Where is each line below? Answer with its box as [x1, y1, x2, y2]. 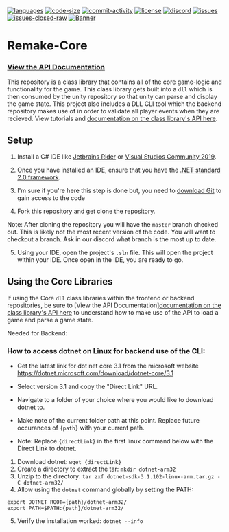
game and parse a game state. [7, 316, 93, 324]
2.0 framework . [16, 173, 61, 181]
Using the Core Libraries [7, 276, 113, 287]
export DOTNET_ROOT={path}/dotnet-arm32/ [7, 499, 128, 506]
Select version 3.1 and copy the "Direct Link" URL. [16, 382, 158, 391]
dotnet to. [16, 403, 45, 412]
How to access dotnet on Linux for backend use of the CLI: [7, 346, 206, 356]
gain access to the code [16, 194, 86, 202]
